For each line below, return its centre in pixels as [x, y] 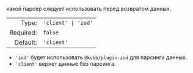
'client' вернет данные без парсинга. [65, 64]
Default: [26, 43]
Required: [23, 33]
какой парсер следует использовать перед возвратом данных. [89, 9]
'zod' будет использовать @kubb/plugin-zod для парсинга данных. [101, 57]
